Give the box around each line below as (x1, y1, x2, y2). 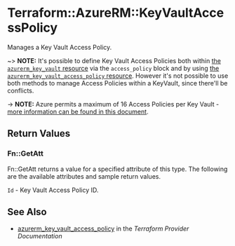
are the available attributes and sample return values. (7, 172, 161, 180)
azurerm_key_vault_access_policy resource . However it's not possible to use (7, 71, 229, 80)
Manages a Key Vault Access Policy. (7, 43, 112, 51)
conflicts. (7, 86, 34, 95)
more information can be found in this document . (7, 107, 149, 116)
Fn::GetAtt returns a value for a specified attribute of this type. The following (7, 165, 228, 173)
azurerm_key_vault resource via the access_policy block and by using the (7, 64, 220, 72)
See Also (7, 206, 47, 218)
